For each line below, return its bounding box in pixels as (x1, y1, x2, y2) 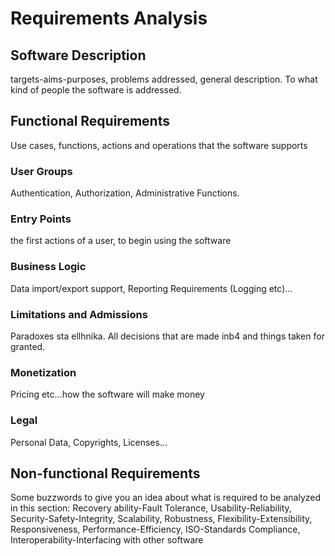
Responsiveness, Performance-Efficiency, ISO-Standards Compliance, (10, 523, 301, 536)
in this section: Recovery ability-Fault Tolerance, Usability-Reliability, (10, 502, 292, 514)
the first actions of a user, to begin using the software (10, 235, 232, 247)
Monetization (10, 365, 77, 379)
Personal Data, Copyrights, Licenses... (10, 436, 168, 448)
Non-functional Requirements (10, 465, 201, 482)
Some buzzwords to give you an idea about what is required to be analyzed (10, 492, 322, 504)
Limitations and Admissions (10, 307, 148, 321)
